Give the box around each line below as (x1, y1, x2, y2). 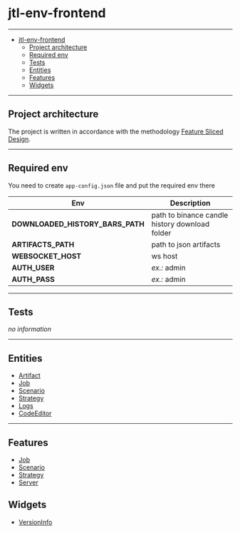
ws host (151, 251, 178, 261)
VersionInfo (18, 517, 53, 526)
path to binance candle (151, 210, 229, 220)
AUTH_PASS (11, 274, 56, 284)
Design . (8, 134, 31, 143)
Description (169, 198, 211, 208)
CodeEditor (18, 409, 52, 418)
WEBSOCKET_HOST (11, 251, 82, 261)
